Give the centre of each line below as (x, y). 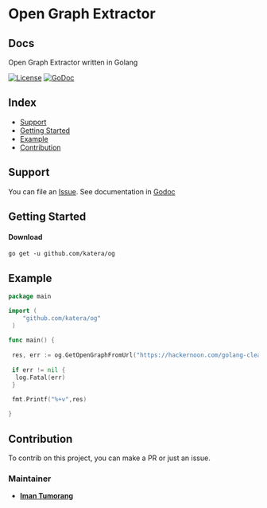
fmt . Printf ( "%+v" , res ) (49, 400)
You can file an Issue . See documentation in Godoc (92, 191)
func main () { (32, 340)
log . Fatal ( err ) (41, 377)
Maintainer (30, 479)
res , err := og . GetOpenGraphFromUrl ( (74, 355)
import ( (23, 311)
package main (30, 297)
